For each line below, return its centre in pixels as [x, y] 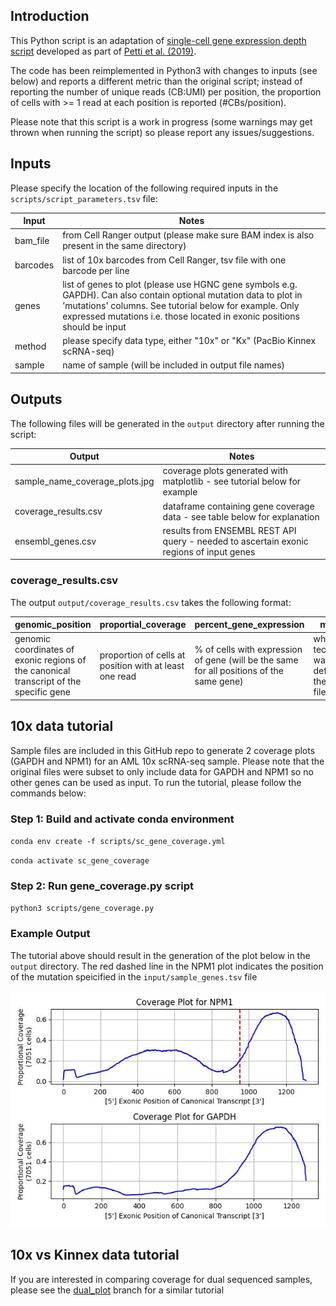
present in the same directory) [124, 246]
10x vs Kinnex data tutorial [95, 1255]
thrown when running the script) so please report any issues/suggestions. [162, 132]
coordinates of [44, 650]
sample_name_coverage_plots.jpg [84, 481]
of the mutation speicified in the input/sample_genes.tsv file [134, 976]
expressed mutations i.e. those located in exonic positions [181, 316]
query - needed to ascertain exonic [235, 541]
